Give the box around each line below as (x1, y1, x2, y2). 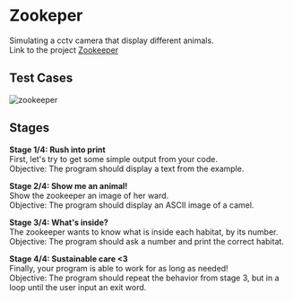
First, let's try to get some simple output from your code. (9, 153, 218, 164)
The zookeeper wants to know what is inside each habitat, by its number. (9, 226, 279, 237)
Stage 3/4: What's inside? (9, 217, 109, 228)
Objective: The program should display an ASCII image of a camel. (9, 199, 254, 211)
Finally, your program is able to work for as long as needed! (9, 262, 228, 273)
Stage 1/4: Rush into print (9, 144, 106, 155)
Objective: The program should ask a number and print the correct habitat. (9, 236, 285, 246)
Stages (9, 120, 50, 135)
